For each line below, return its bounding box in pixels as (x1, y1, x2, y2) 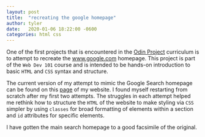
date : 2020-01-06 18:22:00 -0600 (6, 26, 97, 32)
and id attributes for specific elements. (6, 112, 105, 119)
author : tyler (6, 20, 43, 26)
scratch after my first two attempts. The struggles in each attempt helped (6, 93, 191, 100)
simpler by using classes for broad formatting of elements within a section (6, 105, 194, 113)
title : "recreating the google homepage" (6, 15, 116, 21)
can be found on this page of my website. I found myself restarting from (6, 86, 188, 93)
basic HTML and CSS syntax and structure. (6, 68, 108, 75)
